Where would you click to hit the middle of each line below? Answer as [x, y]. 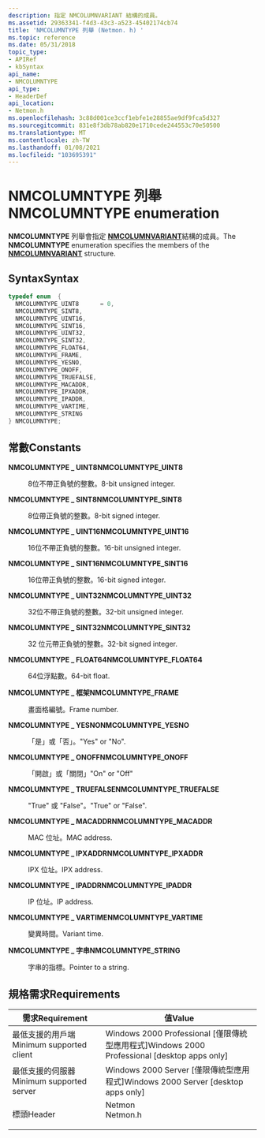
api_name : [24, 74]
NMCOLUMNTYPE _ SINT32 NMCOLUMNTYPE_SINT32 [99, 627]
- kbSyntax [26, 67]
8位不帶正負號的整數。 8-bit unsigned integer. [102, 483]
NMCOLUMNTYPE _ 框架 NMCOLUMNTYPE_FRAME [93, 692]
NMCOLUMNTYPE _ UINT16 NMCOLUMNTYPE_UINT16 [99, 531]
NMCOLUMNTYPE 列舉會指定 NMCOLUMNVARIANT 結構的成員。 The [122, 237]
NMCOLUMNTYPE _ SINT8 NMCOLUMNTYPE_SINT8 [95, 499]
